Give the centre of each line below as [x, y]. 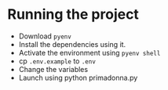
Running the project [73, 14]
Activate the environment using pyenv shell [89, 52]
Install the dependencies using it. [72, 44]
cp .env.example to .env [57, 61]
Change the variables [53, 69]
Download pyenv [45, 36]
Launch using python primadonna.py [78, 77]
